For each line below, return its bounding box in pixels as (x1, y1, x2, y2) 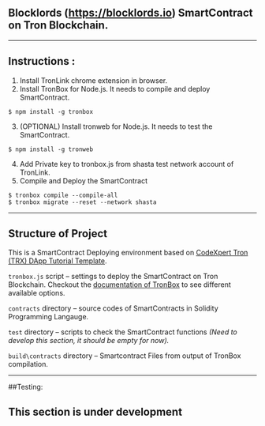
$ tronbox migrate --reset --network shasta (8, 198, 157, 206)
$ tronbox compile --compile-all (8, 191, 118, 199)
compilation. (8, 360, 49, 369)
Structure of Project (8, 227, 108, 240)
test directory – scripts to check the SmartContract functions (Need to (8, 327, 238, 337)
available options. (8, 288, 65, 298)
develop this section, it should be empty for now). (8, 336, 170, 345)
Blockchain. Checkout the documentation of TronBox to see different (8, 280, 231, 289)
